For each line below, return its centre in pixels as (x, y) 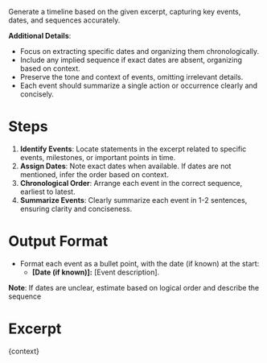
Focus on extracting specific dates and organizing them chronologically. (140, 51)
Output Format (58, 241)
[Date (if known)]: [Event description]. (96, 272)
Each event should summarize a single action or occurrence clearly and (139, 85)
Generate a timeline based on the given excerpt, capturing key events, (125, 12)
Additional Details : (40, 36)
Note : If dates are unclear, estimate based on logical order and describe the (134, 287)
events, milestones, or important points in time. (98, 157)
